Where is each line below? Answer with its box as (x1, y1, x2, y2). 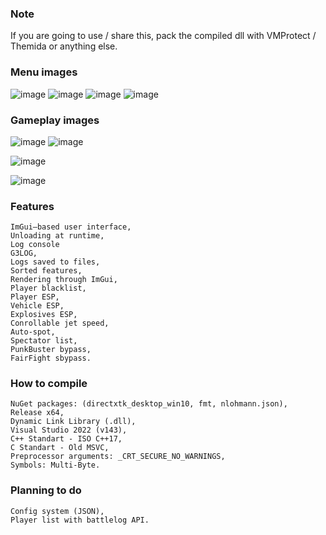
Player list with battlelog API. (10, 515, 150, 525)
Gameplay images (10, 113, 100, 127)
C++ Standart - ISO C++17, (10, 434, 123, 444)
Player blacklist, (10, 283, 87, 294)
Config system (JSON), (10, 506, 105, 516)
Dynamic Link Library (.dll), (10, 417, 137, 427)
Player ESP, (10, 292, 60, 302)
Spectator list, (10, 336, 78, 346)
